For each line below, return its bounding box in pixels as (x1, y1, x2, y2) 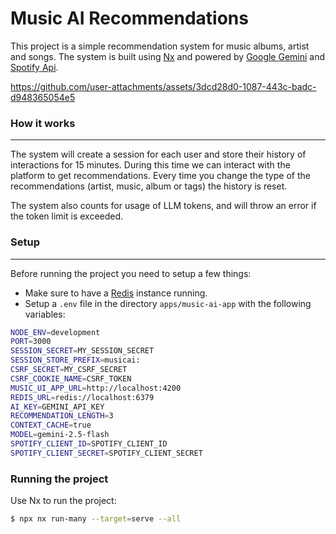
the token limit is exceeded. (10, 210, 124, 222)
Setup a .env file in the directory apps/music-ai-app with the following (24, 297, 312, 309)
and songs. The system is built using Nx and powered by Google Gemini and (10, 50, 326, 62)
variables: (24, 308, 66, 320)
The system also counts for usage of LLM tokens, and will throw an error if (10, 200, 317, 212)
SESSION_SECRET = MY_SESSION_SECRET (10, 346, 155, 356)
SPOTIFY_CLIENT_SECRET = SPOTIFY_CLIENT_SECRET (10, 448, 203, 458)
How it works (10, 116, 76, 130)
